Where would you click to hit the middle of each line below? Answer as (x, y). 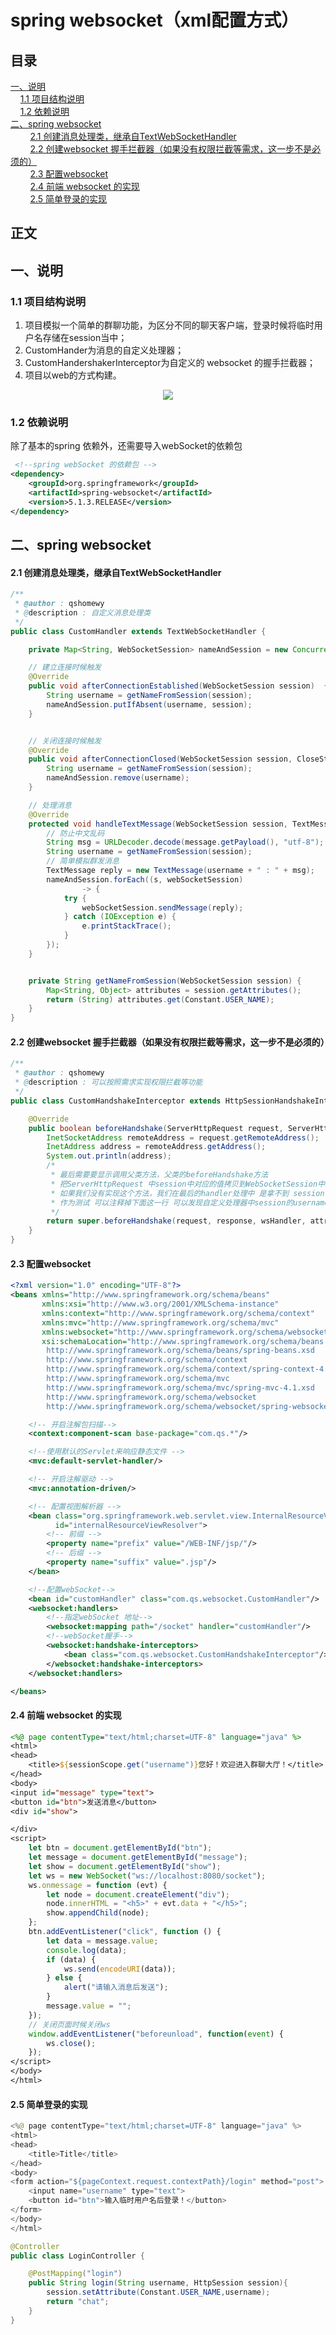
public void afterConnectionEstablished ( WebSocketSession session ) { (178, 686)
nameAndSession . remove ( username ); (118, 778)
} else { (64, 1978)
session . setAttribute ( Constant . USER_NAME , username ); (158, 2292)
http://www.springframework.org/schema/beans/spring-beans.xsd (180, 1351)
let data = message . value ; (102, 1941)
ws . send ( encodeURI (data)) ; (120, 1969)
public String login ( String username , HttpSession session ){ (158, 2283)
